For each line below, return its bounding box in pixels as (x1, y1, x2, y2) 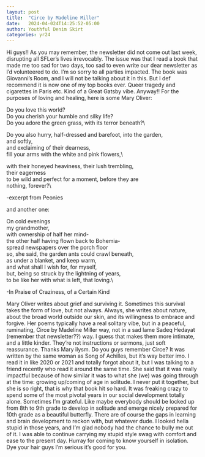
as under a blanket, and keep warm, (6, 257, 97, 264)
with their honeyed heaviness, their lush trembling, (6, 163, 134, 170)
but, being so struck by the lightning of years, (6, 270, 121, 277)
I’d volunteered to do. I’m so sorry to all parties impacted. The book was (6, 68, 188, 75)
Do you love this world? (6, 106, 65, 113)
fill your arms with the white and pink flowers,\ (6, 151, 124, 158)
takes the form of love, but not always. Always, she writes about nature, (6, 307, 187, 314)
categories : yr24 (6, 32, 51, 38)
